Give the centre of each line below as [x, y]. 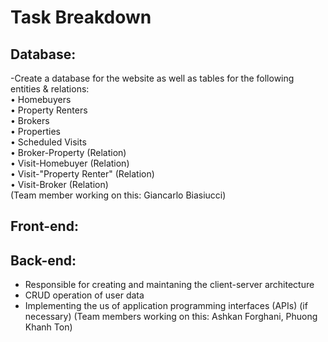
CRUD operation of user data [84, 295]
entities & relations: [50, 89]
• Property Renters [49, 110]
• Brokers [30, 120]
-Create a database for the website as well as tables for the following [152, 78]
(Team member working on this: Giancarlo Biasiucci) [118, 195]
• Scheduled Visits [48, 142]
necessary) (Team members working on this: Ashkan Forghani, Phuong [171, 317]
